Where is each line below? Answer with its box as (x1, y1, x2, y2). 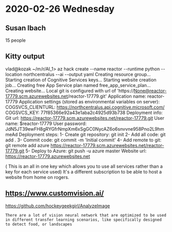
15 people (5, 37, 26, 43)
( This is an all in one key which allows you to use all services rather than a (5, 163, 163, 169)
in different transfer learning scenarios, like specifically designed (5, 217, 162, 222)
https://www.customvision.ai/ (5, 189, 104, 198)
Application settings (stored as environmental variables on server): (18, 98, 160, 104)
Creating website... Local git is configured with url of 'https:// (5, 87, 135, 94)
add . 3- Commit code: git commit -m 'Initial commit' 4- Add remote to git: (5, 137, 162, 143)
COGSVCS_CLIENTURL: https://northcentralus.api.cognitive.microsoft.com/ (5, 104, 165, 110)
